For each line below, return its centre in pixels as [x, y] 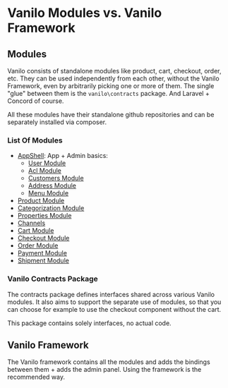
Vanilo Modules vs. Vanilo [85, 13]
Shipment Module [43, 261]
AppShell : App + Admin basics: [62, 156]
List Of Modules [35, 140]
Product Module [41, 201]
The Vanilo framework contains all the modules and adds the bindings [109, 362]
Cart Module [36, 231]
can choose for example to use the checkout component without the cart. [114, 309]
